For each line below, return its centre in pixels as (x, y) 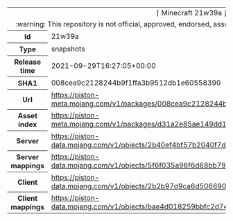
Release (27, 62)
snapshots (68, 49)
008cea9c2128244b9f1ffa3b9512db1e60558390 (136, 83)
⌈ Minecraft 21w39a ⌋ (191, 13)
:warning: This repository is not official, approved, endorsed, (113, 24)
